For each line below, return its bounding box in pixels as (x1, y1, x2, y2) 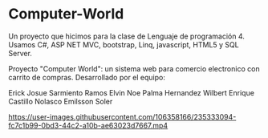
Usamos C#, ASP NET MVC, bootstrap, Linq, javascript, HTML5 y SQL (8, 39, 239, 49)
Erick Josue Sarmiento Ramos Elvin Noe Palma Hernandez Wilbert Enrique (8, 87, 255, 97)
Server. (8, 48, 32, 58)
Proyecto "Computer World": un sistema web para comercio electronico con (8, 63, 260, 73)
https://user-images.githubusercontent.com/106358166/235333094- (8, 112, 237, 121)
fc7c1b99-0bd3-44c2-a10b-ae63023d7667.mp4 (8, 120, 169, 130)
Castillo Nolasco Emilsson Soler (8, 96, 113, 106)
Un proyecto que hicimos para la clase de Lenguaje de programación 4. (8, 31, 245, 41)
